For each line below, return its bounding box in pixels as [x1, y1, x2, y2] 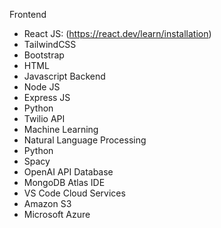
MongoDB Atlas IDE [23, 177, 106, 188]
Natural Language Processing [23, 134, 147, 146]
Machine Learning [23, 124, 99, 135]
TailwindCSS [23, 39, 77, 50]
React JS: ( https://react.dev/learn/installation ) [23, 28, 212, 39]
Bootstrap [23, 49, 65, 61]
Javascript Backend [23, 70, 106, 82]
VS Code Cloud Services [23, 187, 126, 199]
